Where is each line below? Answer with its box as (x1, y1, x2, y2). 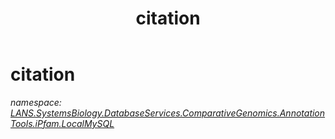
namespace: (10, 96, 62, 108)
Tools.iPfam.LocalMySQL (10, 117, 115, 129)
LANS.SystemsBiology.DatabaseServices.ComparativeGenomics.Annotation (10, 107, 326, 119)
